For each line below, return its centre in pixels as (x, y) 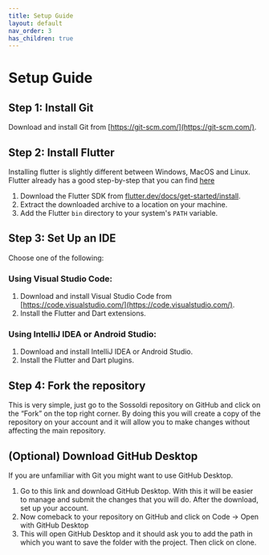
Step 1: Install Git (51, 108)
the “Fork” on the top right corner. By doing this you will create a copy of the (134, 414)
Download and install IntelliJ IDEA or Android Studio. (106, 352)
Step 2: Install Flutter (61, 153)
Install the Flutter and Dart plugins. (77, 360)
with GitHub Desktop (54, 525)
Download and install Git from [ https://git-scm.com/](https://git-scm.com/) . (132, 127)
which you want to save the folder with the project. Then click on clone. (138, 543)
